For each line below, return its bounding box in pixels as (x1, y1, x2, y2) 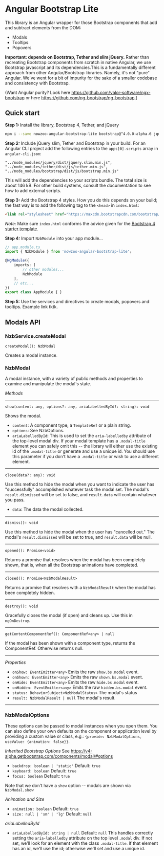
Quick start (5, 109, 40, 117)
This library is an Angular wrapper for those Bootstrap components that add (5, 20, 158, 25)
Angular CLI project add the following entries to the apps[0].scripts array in (5, 145, 158, 151)
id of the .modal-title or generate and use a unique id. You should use (12, 448, 155, 454)
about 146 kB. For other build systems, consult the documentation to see (5, 182, 151, 188)
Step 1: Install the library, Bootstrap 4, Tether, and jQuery (5, 122, 119, 128)
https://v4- (70, 748, 93, 754)
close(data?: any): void (5, 473, 56, 478)
